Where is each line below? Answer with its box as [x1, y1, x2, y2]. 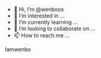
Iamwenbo [5, 46, 31, 53]
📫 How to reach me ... [13, 32, 70, 39]
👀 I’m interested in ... [13, 12, 65, 19]
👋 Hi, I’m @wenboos [13, 6, 64, 13]
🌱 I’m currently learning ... [13, 19, 78, 25]
